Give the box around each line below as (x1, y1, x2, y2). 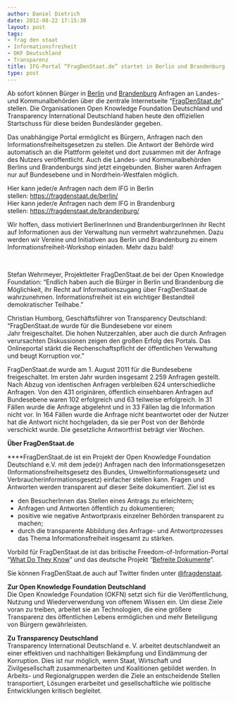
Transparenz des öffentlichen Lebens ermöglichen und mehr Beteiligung (7, 612, 218, 621)
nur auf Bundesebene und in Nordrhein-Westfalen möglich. (7, 170, 179, 179)
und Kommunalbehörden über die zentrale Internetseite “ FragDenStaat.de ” (7, 96, 224, 105)
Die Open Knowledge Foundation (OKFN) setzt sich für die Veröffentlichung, (7, 590, 229, 598)
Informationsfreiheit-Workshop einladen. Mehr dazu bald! (7, 242, 174, 251)
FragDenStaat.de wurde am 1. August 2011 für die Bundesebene (7, 365, 192, 373)
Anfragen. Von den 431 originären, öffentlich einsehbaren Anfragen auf (7, 387, 213, 396)
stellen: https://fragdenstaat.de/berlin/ (7, 192, 118, 200)
